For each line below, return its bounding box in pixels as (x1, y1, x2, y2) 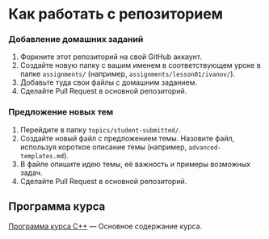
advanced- (188, 143, 222, 152)
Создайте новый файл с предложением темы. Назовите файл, (19, 133, 235, 143)
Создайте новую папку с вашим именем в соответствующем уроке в (19, 61, 261, 70)
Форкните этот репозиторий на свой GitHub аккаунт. (19, 52, 202, 61)
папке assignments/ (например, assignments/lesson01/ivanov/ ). (19, 69, 236, 79)
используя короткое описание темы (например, (19, 142, 187, 152)
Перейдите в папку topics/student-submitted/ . (19, 124, 182, 134)
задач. (19, 167, 43, 178)
